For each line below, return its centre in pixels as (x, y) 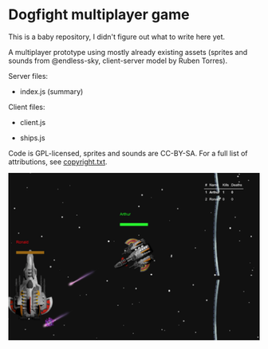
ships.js (32, 138)
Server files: (28, 76)
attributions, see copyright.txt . (58, 162)
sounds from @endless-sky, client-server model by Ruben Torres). (118, 61)
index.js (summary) (51, 91)
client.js (33, 122)
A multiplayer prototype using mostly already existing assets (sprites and (128, 52)
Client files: (27, 107)
